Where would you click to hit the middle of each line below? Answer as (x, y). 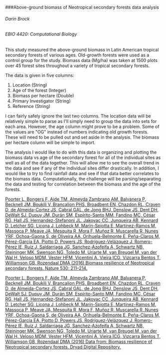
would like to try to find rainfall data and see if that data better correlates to (82, 173)
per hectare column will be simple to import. (50, 142)
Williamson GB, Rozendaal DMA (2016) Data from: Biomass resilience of (79, 341)
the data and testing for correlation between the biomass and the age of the (83, 184)
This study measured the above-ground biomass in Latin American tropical (82, 49)
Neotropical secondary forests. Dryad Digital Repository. (63, 346)
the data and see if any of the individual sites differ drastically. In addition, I (82, 168)
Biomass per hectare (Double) (43, 95)
